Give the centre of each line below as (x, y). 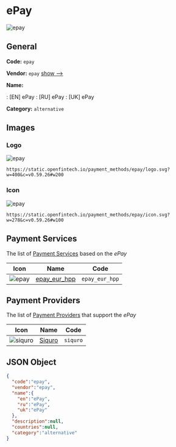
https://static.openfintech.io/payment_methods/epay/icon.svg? (88, 215)
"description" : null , (38, 421)
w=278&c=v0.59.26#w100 (35, 220)
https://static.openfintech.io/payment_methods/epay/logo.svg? (88, 170)
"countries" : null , (35, 427)
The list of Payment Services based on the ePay (67, 253)
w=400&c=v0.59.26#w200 (35, 175)
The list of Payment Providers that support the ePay (71, 315)
